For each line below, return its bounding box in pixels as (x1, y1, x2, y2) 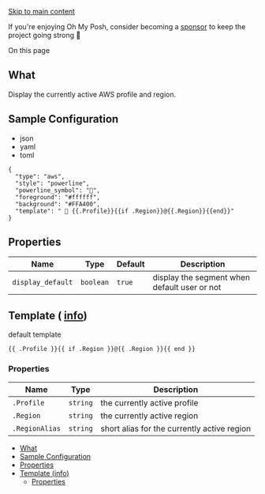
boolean (80, 278, 110, 287)
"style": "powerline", (15, 179, 90, 187)
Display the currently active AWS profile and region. (8, 89, 177, 99)
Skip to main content (8, 7, 76, 16)
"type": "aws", (15, 172, 65, 180)
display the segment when (152, 272, 251, 283)
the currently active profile (100, 397, 199, 408)
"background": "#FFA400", (15, 200, 101, 208)
